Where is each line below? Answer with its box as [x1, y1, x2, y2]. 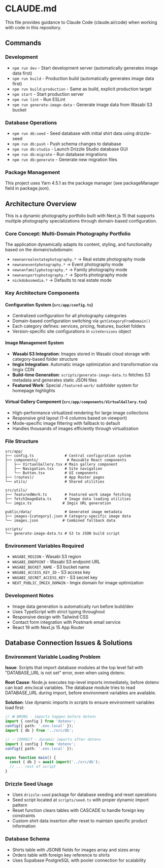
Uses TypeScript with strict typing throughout [12, 608, 105, 614]
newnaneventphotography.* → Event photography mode [12, 262, 124, 267]
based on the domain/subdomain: [5, 247, 74, 253]
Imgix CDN [12, 366, 34, 373]
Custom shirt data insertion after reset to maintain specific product [12, 818, 148, 824]
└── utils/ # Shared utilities [5, 479, 105, 484]
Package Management [5, 169, 60, 176]
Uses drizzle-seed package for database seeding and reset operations [12, 792, 157, 797]
